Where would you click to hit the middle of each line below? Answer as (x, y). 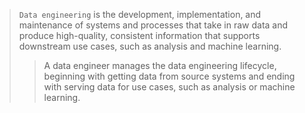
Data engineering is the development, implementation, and (140, 14)
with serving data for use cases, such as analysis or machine (169, 87)
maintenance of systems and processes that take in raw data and (153, 25)
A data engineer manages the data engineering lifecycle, (160, 65)
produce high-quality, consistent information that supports (139, 35)
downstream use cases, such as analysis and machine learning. (150, 46)
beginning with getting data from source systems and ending (169, 76)
